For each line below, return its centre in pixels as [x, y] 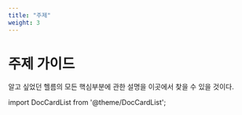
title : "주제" [29, 15]
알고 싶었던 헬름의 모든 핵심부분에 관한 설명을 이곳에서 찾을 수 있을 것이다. [121, 87]
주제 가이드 [42, 64]
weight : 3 [24, 23]
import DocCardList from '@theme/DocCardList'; [87, 102]
